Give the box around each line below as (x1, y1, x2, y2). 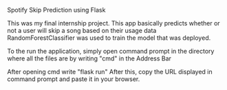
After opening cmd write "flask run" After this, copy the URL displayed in (7, 68, 213, 76)
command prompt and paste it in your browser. (7, 75, 140, 83)
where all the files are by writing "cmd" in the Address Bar (7, 54, 172, 63)
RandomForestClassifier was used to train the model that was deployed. (7, 34, 211, 42)
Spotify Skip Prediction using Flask (7, 6, 106, 14)
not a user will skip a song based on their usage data (7, 27, 157, 34)
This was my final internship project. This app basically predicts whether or (7, 19, 220, 27)
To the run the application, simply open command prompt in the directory (7, 47, 215, 55)
